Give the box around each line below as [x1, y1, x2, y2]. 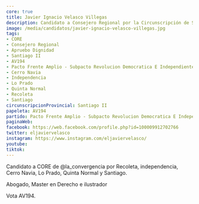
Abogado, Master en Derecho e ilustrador [6, 180, 108, 187]
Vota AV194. [6, 192, 36, 199]
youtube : [6, 141, 28, 147]
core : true [6, 8, 33, 15]
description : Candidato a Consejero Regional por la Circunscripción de [6, 20, 190, 26]
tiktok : [6, 146, 25, 152]
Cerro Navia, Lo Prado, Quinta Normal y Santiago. [6, 169, 127, 176]
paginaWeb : [6, 119, 33, 125]
